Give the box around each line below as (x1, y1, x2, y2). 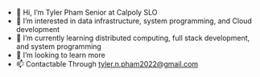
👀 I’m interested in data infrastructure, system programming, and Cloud (15, 16, 252, 26)
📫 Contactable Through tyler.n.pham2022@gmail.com (15, 59, 199, 68)
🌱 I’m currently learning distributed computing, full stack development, (15, 33, 250, 43)
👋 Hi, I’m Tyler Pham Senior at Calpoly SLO (15, 8, 158, 17)
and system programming (15, 42, 102, 51)
